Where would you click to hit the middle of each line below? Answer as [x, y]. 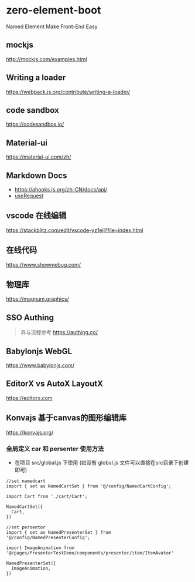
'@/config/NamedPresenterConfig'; [48, 537]
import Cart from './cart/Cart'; [47, 496]
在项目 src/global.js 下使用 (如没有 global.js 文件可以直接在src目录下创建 [102, 462]
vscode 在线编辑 [36, 216]
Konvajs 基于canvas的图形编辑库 [66, 418]
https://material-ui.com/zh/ [39, 157]
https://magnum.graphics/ [37, 299]
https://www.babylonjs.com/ [40, 365]
